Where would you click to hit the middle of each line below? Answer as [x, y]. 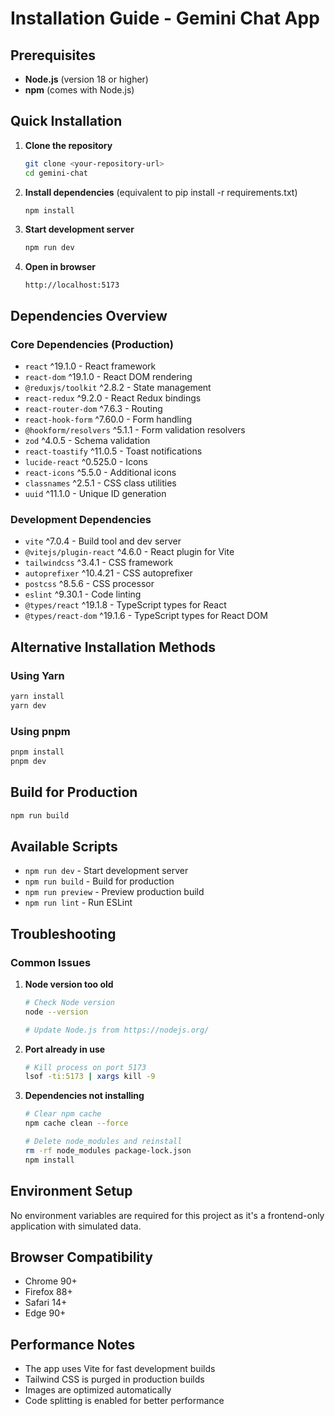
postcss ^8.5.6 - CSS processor [89, 584]
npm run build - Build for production [99, 881]
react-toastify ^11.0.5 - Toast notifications [113, 451]
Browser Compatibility [81, 1257]
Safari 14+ [46, 1303]
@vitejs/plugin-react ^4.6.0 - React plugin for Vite [129, 552]
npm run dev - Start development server [106, 871]
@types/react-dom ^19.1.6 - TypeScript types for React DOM [146, 616]
